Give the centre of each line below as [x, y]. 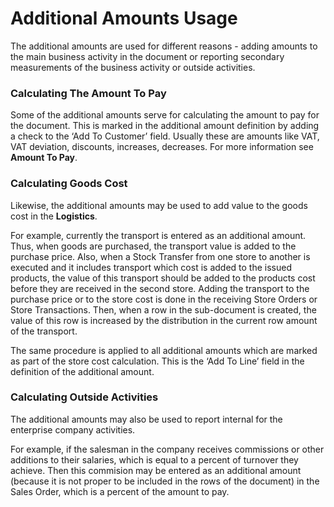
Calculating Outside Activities [84, 397]
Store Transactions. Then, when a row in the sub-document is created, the [163, 309]
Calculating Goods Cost [69, 184]
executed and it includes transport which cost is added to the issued [151, 267]
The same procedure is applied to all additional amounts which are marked [164, 350]
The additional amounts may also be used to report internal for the [146, 419]
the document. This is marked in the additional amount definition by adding [165, 126]
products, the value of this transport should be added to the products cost [163, 278]
